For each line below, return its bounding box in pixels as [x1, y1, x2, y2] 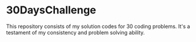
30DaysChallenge [6, 3, 96, 17]
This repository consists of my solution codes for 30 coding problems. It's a [6, 23, 191, 30]
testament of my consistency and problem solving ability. [6, 29, 145, 36]
